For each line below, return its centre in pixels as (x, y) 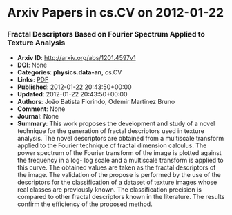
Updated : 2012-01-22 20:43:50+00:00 (72, 94)
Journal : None (38, 116)
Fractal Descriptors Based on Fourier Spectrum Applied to (106, 34)
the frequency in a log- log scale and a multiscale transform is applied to (120, 161)
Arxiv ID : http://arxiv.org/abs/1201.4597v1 (76, 58)
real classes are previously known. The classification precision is (109, 190)
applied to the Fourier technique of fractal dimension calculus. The (112, 145)
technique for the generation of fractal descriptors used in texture (111, 131)
